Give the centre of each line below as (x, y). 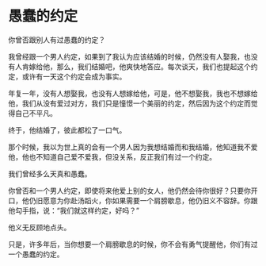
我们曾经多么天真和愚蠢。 (50, 173)
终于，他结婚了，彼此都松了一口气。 (67, 130)
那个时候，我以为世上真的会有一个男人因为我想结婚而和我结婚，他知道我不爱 (133, 147)
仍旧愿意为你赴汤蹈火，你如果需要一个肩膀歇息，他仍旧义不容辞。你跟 (143, 200)
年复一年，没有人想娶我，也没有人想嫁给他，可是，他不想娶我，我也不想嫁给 (133, 93)
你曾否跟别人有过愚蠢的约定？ (57, 40)
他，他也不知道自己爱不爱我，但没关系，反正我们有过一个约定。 (112, 156)
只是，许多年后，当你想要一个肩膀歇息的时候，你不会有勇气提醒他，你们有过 (133, 244)
